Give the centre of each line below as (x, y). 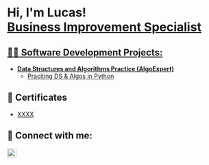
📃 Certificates (37, 98)
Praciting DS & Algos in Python (71, 76)
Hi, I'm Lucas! (47, 13)
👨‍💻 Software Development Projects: (85, 52)
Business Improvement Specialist (104, 27)
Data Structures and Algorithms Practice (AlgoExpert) (96, 69)
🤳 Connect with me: (50, 136)
